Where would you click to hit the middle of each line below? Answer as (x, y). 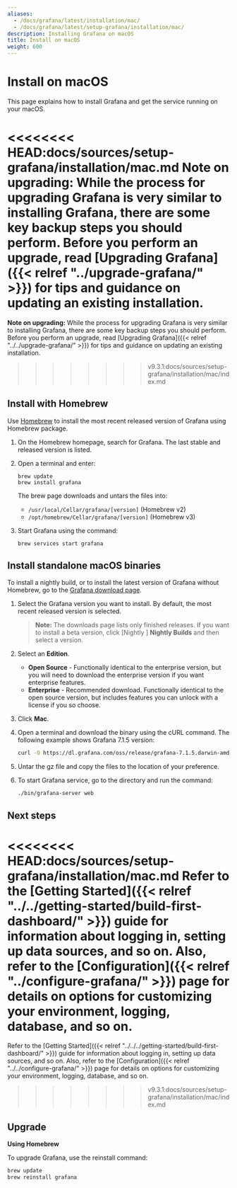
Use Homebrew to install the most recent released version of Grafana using (117, 421)
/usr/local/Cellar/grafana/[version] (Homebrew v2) (107, 509)
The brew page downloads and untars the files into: (92, 496)
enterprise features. (57, 682)
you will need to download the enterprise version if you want (116, 675)
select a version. (59, 640)
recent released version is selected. (69, 611)
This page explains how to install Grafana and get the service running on (113, 101)
